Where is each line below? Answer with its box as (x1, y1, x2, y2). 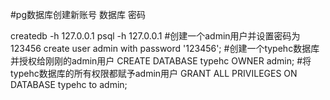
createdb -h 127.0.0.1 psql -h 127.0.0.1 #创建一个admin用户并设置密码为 (10, 30, 301, 42)
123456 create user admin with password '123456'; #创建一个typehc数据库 (10, 43, 320, 54)
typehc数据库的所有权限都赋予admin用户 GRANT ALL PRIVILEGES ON (10, 68, 298, 79)
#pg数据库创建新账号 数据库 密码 (10, 9, 146, 20)
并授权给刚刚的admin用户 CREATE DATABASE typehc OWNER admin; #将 (10, 55, 312, 67)
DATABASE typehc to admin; (10, 79, 128, 90)
